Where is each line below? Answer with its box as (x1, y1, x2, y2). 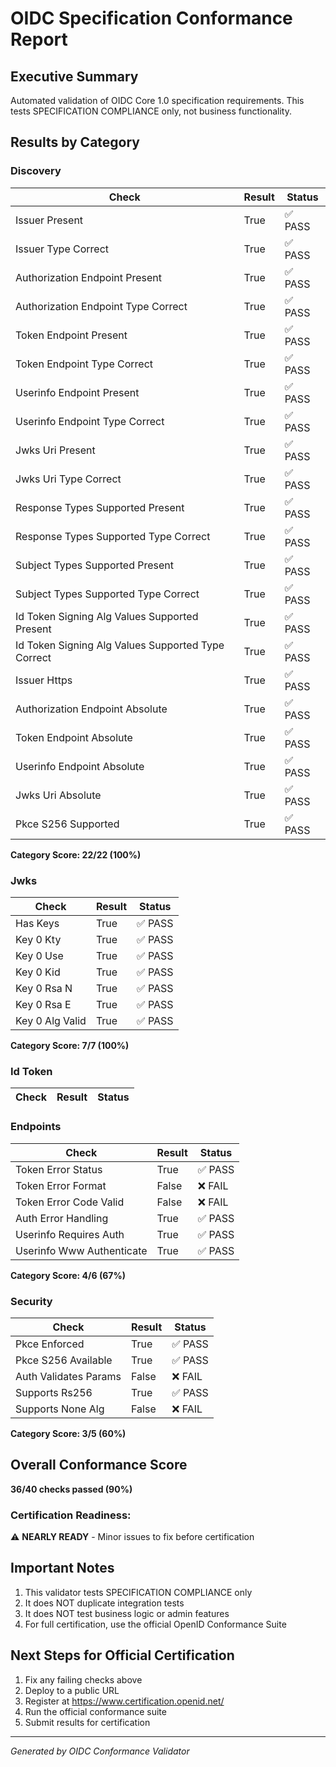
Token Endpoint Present (15, 328, 128, 342)
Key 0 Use (15, 948, 64, 962)
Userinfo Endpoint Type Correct (15, 414, 165, 428)
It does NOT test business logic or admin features (24, 1607, 230, 1619)
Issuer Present (15, 213, 84, 227)
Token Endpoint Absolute (15, 730, 133, 744)
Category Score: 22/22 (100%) (10, 848, 142, 861)
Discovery (10, 164, 62, 178)
